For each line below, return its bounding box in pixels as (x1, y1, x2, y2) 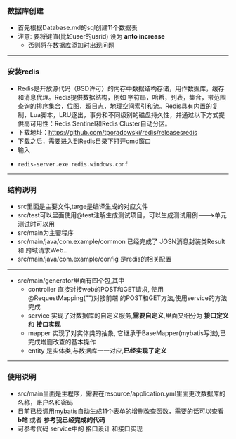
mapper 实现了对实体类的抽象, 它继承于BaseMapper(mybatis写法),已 (27, 328, 227, 337)
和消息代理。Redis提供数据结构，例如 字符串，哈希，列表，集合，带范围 (17, 93, 227, 101)
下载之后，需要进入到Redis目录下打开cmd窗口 (17, 137, 151, 145)
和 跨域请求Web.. (17, 245, 67, 254)
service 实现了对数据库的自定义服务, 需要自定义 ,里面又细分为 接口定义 (27, 311, 230, 320)
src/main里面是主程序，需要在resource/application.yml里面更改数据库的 (17, 389, 226, 398)
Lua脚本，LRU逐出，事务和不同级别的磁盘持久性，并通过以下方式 (29, 110, 219, 119)
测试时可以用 (17, 219, 55, 228)
